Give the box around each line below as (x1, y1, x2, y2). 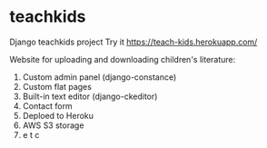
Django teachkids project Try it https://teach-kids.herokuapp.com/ (9, 36, 258, 47)
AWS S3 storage (22, 120, 84, 131)
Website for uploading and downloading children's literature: (9, 54, 236, 64)
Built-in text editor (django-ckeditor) (22, 91, 158, 102)
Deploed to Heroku (22, 110, 94, 121)
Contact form (22, 100, 73, 111)
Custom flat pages (22, 81, 93, 92)
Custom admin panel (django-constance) (22, 71, 177, 83)
